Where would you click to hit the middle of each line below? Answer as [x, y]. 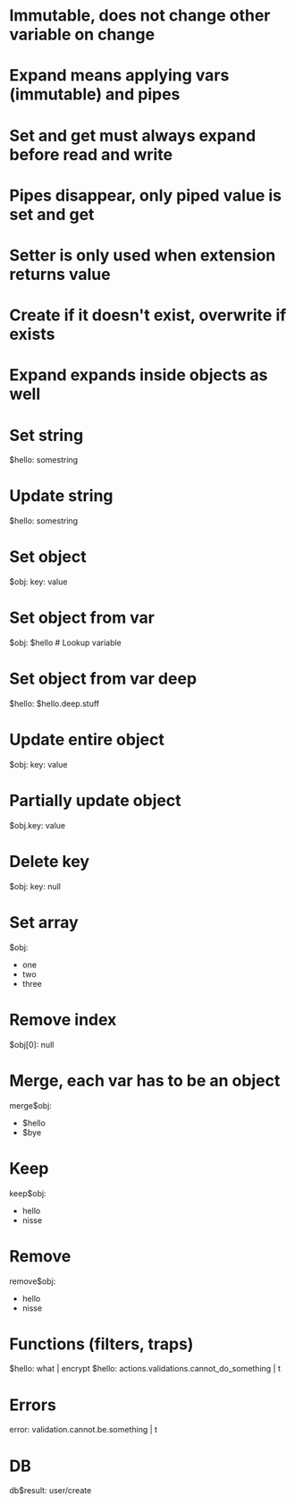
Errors [33, 1405]
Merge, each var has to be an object [145, 1080]
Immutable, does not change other [140, 16]
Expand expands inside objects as [139, 375]
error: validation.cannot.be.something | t [84, 1430]
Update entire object [87, 740]
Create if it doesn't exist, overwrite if [148, 315]
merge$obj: [30, 1105]
